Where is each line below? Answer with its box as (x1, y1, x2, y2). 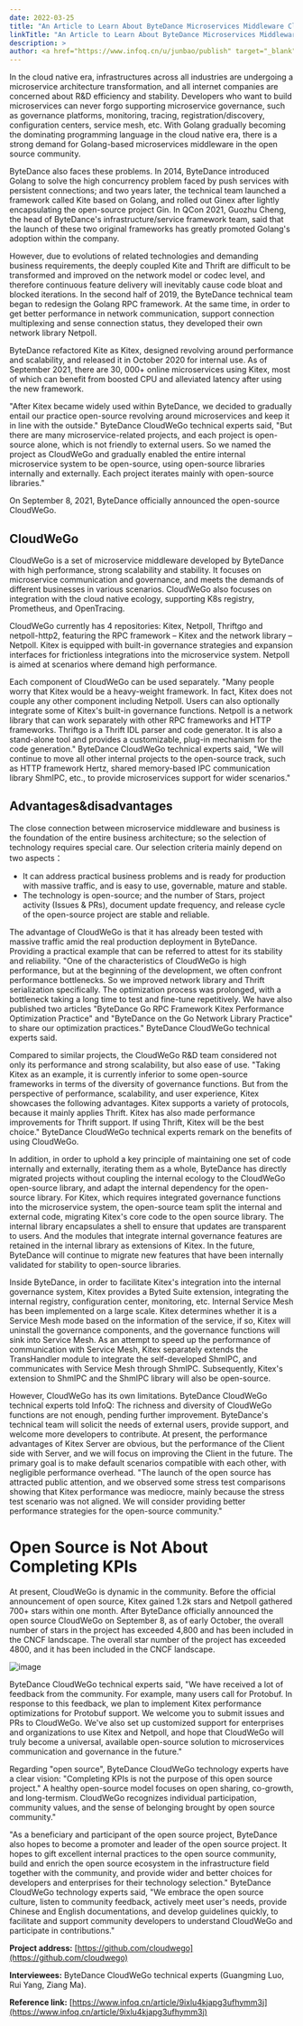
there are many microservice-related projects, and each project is (9, 430, 253, 441)
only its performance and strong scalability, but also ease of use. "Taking (9, 1059, 281, 1070)
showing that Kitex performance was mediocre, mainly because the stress (9, 1486, 286, 1496)
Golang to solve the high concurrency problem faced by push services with (9, 175, 289, 186)
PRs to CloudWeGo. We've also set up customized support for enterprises (9, 1717, 284, 1728)
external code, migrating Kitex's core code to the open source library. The (9, 1211, 284, 1222)
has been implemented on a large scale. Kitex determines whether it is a (9, 1305, 278, 1316)
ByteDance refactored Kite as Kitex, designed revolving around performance (9, 345, 294, 356)
